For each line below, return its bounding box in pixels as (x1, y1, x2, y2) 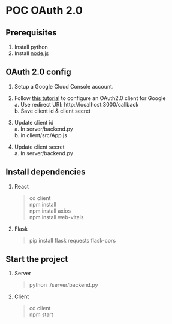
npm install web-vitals (29, 213, 84, 220)
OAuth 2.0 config (5, 67, 71, 77)
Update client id (14, 119, 54, 126)
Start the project (5, 254, 68, 264)
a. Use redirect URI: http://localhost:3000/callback (14, 101, 139, 108)
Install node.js (14, 50, 49, 57)
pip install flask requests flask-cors (29, 237, 116, 244)
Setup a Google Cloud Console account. (14, 83, 114, 90)
